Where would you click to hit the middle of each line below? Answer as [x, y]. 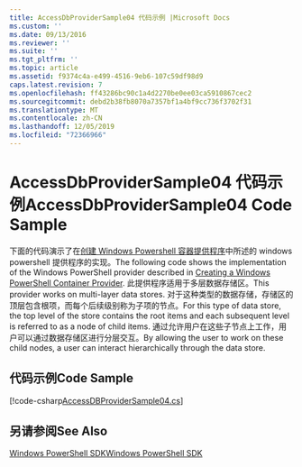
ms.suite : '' [34, 51]
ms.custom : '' [36, 26]
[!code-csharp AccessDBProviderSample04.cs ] [96, 400]
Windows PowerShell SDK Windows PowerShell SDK [106, 453]
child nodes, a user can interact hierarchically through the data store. [137, 347]
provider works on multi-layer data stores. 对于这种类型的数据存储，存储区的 [151, 294]
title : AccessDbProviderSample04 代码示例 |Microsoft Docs [120, 18]
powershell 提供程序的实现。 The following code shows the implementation [148, 261]
